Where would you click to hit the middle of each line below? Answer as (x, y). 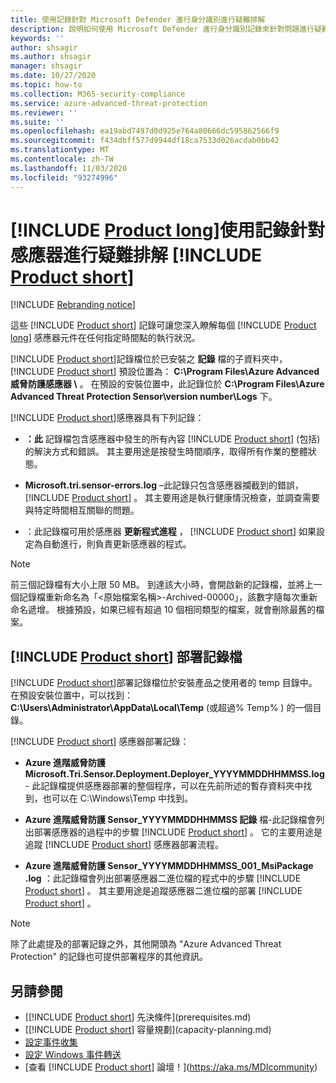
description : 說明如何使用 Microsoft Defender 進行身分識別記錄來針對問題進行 (162, 29)
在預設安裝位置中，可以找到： (71, 695)
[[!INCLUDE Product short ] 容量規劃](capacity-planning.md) (148, 1030)
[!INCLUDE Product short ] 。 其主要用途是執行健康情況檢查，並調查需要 (172, 498)
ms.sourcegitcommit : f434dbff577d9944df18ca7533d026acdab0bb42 (145, 141)
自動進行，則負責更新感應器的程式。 (117, 544)
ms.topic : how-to (46, 85)
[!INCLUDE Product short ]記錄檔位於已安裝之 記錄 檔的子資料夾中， (149, 359)
